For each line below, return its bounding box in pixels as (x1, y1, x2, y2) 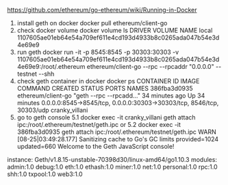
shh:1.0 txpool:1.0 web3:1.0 (7, 170, 84, 178)
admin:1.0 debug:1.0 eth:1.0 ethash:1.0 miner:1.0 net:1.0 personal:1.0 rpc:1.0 (7, 163, 218, 171)
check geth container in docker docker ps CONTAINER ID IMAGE (16, 77, 200, 85)
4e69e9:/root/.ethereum (16, 63, 86, 70)
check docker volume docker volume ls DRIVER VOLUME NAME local (16, 27, 213, 34)
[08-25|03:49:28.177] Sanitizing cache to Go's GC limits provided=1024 (16, 135, 219, 143)
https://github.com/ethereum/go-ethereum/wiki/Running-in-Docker (7, 6, 197, 14)
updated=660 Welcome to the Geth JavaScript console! (16, 143, 175, 150)
